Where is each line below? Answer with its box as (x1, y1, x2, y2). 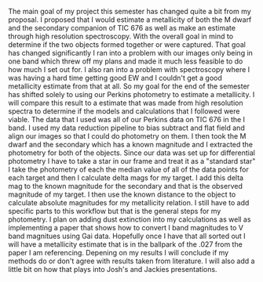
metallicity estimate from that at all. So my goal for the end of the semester (8, 81, 250, 91)
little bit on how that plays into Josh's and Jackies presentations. (8, 265, 217, 273)
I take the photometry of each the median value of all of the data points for (8, 164, 250, 174)
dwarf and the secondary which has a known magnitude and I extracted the (8, 140, 254, 149)
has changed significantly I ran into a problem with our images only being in (8, 49, 254, 57)
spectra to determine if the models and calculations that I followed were (8, 107, 240, 116)
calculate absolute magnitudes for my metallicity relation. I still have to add (8, 198, 250, 207)
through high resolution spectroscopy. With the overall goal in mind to (8, 31, 234, 41)
